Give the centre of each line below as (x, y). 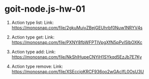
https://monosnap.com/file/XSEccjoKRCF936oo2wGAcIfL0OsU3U (78, 71)
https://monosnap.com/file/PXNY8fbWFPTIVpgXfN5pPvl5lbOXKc (77, 42)
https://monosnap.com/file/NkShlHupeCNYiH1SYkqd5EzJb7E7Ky (77, 57)
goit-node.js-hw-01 (45, 9)
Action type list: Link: (33, 22)
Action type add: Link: (33, 52)
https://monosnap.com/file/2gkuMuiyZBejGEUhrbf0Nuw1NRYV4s (77, 27)
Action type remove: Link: (37, 66)
